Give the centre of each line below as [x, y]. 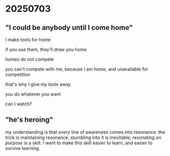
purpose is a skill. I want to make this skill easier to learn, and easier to [79, 143]
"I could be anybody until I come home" [69, 28]
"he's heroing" [29, 120]
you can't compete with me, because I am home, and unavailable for [77, 69]
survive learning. [23, 148]
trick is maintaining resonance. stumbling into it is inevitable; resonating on [83, 137]
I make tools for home [28, 40]
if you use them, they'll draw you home [46, 49]
